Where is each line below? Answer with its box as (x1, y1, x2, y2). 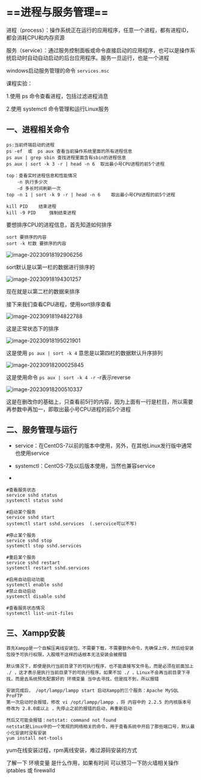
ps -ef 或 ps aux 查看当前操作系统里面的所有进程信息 (6, 148, 133, 154)
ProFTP (6, 693, 23, 699)
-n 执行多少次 (17, 179, 48, 185)
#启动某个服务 (6, 509, 36, 515)
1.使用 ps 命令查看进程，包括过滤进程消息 (6, 92, 109, 100)
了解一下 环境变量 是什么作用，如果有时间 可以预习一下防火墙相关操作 (6, 760, 179, 767)
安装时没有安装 (14, 730, 47, 736)
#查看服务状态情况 (6, 605, 45, 611)
